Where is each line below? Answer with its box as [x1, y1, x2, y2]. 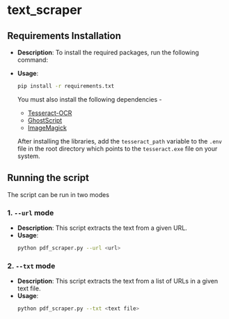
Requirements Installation [7, 30, 122, 42]
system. [17, 152, 40, 160]
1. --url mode [7, 208, 54, 217]
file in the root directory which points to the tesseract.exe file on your [17, 144, 218, 153]
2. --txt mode [7, 260, 56, 270]
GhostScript [27, 116, 63, 124]
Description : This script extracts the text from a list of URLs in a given [17, 277, 219, 286]
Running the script [7, 172, 89, 184]
